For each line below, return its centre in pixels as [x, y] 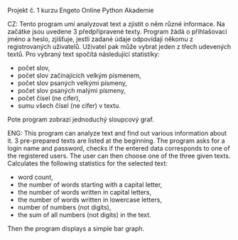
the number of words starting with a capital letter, [90, 185]
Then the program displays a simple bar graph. [76, 229]
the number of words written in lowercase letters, [90, 200]
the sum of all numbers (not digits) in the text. [84, 215]
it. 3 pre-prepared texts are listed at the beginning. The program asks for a [116, 141]
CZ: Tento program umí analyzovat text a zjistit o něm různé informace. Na [116, 24]
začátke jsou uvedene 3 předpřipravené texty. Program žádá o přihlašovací [117, 32]
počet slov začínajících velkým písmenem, [80, 75]
